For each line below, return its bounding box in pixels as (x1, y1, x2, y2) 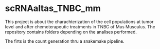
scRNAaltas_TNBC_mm (5, 3, 101, 14)
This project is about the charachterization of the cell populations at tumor (5, 19, 154, 24)
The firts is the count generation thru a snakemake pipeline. (5, 38, 125, 44)
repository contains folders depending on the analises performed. (5, 29, 137, 35)
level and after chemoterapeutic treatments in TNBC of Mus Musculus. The (5, 24, 156, 29)
